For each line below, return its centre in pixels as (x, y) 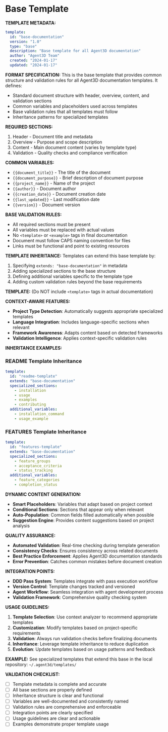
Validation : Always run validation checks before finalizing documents (85, 638)
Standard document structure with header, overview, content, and (81, 95)
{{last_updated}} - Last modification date (56, 199)
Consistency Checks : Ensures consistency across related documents (85, 551)
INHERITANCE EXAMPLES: (34, 348)
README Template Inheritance (44, 361)
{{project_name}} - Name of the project (54, 183)
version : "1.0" (26, 42)
